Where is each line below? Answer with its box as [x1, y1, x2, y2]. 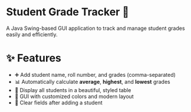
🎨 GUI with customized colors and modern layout [14, 93, 134, 100]
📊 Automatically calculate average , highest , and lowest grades [14, 78, 170, 85]
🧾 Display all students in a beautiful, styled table [14, 86, 131, 93]
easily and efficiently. [6, 30, 58, 38]
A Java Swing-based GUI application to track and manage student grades [6, 25, 185, 32]
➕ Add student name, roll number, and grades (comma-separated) [14, 71, 176, 78]
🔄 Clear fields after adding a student [14, 99, 103, 106]
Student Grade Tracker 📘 [6, 5, 130, 19]
